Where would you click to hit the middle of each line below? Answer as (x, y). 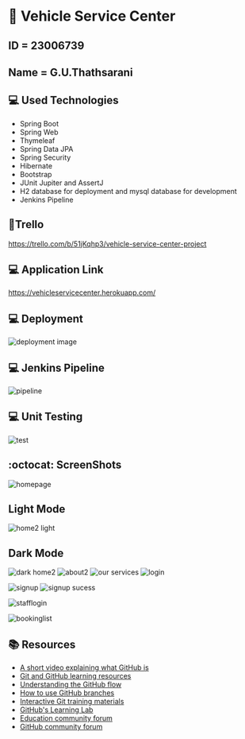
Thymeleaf (37, 140)
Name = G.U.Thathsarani (71, 72)
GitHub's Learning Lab (56, 710)
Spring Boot (39, 123)
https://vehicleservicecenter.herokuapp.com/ (82, 292)
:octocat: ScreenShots (65, 465)
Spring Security (45, 157)
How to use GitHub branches (67, 693)
